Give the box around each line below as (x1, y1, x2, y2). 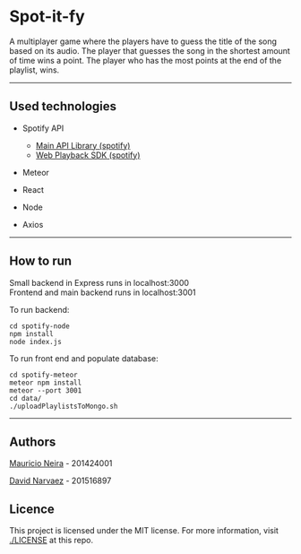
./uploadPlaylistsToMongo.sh (9, 402, 118, 411)
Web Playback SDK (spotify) (35, 150, 141, 160)
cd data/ (9, 394, 42, 403)
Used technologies (9, 99, 117, 114)
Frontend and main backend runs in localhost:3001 (9, 287, 196, 298)
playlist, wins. (9, 65, 60, 75)
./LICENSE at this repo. (9, 535, 94, 546)
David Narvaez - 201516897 (9, 475, 112, 486)
